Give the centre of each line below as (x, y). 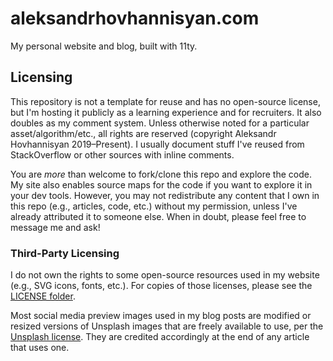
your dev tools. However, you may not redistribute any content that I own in (165, 195)
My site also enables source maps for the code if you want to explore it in (161, 184)
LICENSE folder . (43, 296)
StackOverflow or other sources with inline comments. (122, 154)
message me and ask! (55, 227)
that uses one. (40, 348)
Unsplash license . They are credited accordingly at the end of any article (160, 337)
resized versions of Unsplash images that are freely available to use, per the (167, 326)
